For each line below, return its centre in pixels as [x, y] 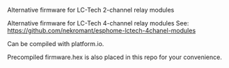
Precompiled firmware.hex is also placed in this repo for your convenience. [115, 57]
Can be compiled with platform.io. [56, 44]
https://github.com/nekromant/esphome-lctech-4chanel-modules [102, 31]
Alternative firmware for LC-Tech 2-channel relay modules [91, 10]
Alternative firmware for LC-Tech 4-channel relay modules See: [98, 23]
